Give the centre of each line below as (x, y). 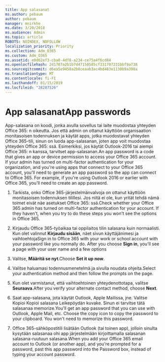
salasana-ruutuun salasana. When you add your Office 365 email (77, 339)
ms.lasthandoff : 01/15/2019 (34, 83)
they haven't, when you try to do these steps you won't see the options (84, 214)
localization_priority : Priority (39, 46)
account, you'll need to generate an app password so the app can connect (81, 172)
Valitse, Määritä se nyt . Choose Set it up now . (58, 259)
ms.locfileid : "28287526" (32, 87)
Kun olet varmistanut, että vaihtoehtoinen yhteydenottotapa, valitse (80, 283)
